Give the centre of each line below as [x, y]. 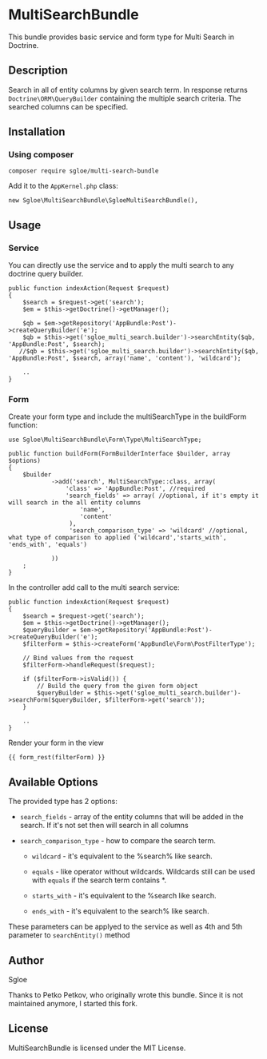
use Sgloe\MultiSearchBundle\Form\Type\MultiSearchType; [105, 440]
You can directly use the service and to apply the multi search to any [121, 265]
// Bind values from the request [78, 658]
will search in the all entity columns [75, 503]
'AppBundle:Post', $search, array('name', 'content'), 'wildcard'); [125, 358]
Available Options [53, 782]
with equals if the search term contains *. [99, 880]
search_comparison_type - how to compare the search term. [118, 841]
